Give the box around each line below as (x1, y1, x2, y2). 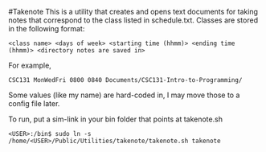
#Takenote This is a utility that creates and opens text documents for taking (8, 7, 259, 16)
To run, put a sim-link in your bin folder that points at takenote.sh (8, 114, 223, 124)
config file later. (8, 99, 60, 108)
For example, (8, 60, 52, 70)
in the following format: (8, 24, 85, 33)
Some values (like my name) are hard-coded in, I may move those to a (8, 90, 240, 100)
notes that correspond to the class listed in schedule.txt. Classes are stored (8, 15, 259, 25)
